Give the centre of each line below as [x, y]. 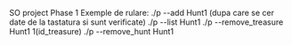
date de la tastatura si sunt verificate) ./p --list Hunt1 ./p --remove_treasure [146, 22]
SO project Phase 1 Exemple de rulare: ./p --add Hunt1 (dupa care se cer [142, 13]
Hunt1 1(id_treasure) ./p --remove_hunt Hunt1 [92, 31]
